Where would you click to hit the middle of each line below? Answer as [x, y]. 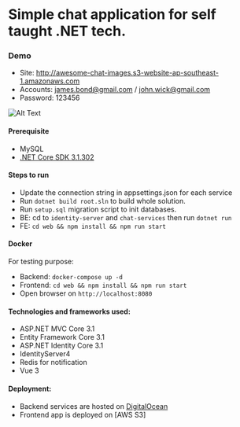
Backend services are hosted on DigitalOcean [94, 406]
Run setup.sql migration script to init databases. [98, 209]
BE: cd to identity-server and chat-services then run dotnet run [126, 217]
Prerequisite [29, 131]
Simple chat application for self [112, 15]
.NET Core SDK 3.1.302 [57, 157]
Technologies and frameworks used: [70, 311]
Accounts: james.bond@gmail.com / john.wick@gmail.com [115, 90]
